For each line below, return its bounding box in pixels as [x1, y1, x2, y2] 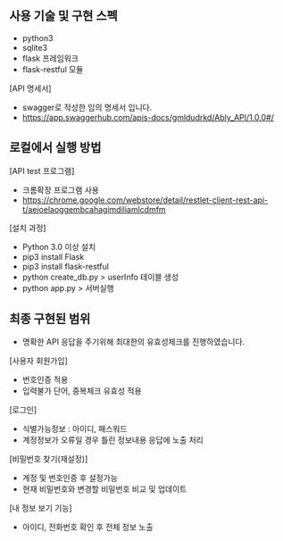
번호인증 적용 [21, 374, 69, 386]
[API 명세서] [9, 83, 52, 94]
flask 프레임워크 [21, 53, 79, 63]
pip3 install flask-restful [21, 261, 110, 271]
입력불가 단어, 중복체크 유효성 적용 [21, 386, 142, 396]
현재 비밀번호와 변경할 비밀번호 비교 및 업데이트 [21, 484, 187, 495]
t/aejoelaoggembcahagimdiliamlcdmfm [21, 204, 167, 214]
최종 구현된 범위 [9, 312, 91, 327]
